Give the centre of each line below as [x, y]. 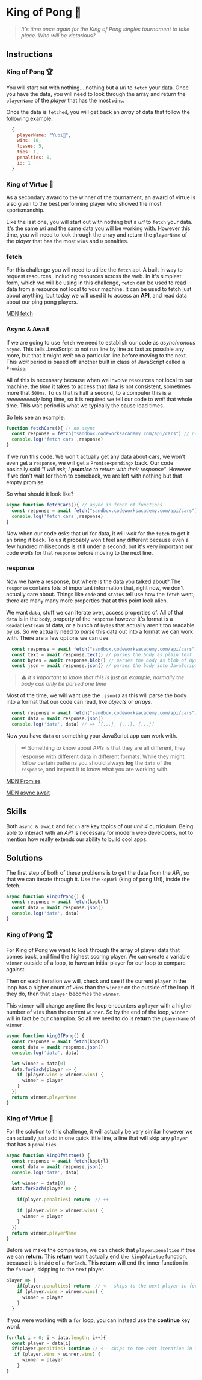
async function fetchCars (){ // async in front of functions [84, 505]
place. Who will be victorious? [58, 35]
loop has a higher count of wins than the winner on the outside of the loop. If [100, 988]
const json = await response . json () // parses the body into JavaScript [105, 666]
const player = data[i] [41, 1343]
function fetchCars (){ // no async [51, 428]
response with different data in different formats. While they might [103, 756]
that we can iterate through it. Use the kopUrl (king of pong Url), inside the [98, 879]
